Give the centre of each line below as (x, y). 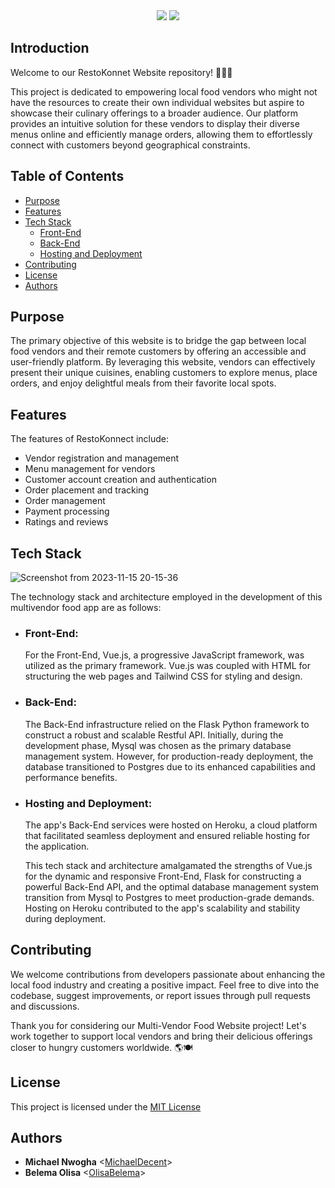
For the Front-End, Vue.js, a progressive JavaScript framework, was (164, 655)
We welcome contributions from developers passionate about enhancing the (168, 974)
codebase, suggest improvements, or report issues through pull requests (160, 995)
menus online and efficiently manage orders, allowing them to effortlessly (161, 134)
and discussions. (45, 1006)
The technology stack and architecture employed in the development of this (166, 597)
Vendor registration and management (102, 458)
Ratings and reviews (66, 522)
